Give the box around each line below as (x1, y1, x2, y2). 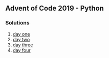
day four (12, 47, 31, 53)
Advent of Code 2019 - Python (5, 4, 104, 13)
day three (12, 42, 33, 48)
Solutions (5, 19, 30, 26)
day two (12, 36, 30, 42)
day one (12, 31, 30, 37)
